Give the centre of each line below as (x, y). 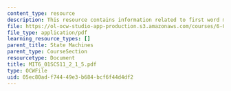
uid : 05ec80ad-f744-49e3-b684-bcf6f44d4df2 (70, 77)
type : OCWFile (27, 70)
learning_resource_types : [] (49, 39)
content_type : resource (41, 13)
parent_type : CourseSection (47, 52)
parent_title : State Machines (51, 45)
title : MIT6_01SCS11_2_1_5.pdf (52, 64)
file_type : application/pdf (47, 32)
